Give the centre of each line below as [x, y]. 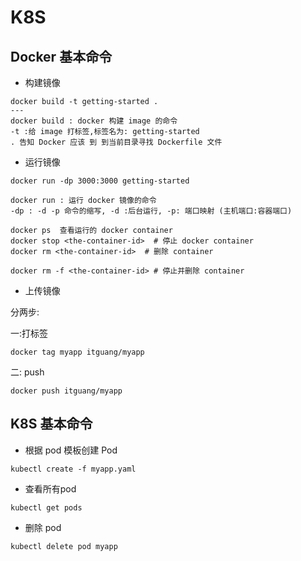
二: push [27, 372]
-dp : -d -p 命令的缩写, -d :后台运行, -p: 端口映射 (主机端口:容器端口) [151, 211]
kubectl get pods [46, 507]
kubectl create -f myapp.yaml [73, 469]
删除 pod [43, 527]
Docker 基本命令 [61, 56]
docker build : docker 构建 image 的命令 [94, 121]
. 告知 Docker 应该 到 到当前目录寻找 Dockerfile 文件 [116, 142]
